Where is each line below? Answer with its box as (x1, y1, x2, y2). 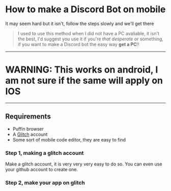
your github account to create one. (5, 166, 78, 172)
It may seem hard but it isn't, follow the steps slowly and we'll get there (5, 20, 154, 27)
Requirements (5, 112, 51, 121)
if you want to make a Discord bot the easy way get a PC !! (17, 41, 139, 47)
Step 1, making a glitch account (5, 149, 84, 156)
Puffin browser (12, 126, 44, 132)
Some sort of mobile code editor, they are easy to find (12, 136, 126, 142)
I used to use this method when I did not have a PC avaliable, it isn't (17, 30, 159, 36)
